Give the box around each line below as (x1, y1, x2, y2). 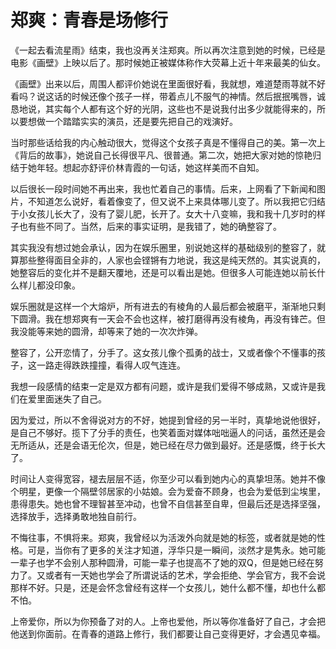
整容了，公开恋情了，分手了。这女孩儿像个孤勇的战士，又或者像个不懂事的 (10, 346, 317, 358)
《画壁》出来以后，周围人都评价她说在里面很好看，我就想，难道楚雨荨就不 (10, 77, 317, 90)
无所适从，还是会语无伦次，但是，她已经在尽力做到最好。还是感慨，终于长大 (10, 439, 326, 451)
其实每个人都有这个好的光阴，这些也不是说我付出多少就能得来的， (44, 102, 317, 115)
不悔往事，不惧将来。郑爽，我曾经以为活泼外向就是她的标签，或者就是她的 (10, 531, 317, 543)
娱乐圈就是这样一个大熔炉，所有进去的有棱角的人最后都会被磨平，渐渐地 (10, 300, 308, 312)
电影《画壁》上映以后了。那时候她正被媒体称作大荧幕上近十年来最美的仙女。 (10, 56, 326, 68)
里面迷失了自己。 (36, 392, 107, 405)
